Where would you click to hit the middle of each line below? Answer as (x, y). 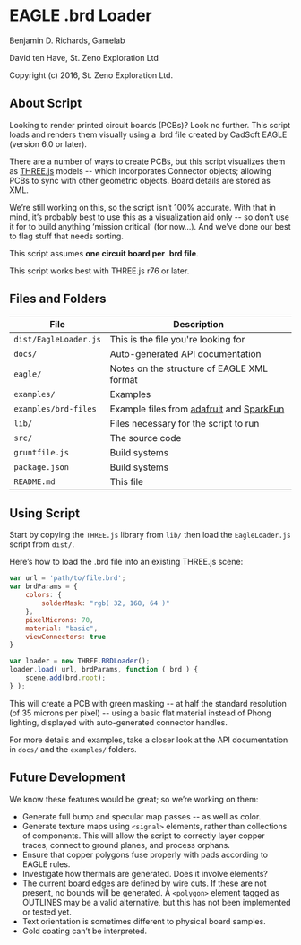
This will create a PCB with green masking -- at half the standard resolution (148, 703)
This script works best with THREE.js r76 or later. (99, 271)
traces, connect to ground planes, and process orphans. (126, 845)
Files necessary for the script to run (185, 423)
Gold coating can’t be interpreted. (85, 931)
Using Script (45, 513)
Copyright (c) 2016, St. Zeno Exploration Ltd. (91, 75)
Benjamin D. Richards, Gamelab (67, 40)
